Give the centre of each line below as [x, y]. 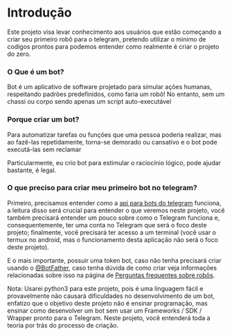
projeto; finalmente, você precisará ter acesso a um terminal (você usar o [112, 232]
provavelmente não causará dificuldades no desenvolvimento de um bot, [111, 296]
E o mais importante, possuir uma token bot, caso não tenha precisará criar [114, 260]
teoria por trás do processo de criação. [63, 325]
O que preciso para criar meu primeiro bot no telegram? [102, 188]
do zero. [19, 54]
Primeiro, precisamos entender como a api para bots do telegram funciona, [114, 203]
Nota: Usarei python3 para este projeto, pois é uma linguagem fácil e [105, 288]
